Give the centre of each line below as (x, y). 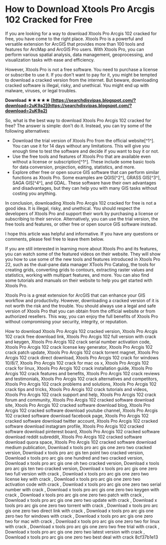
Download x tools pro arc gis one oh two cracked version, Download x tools (82, 463)
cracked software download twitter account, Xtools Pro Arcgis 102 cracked (82, 421)
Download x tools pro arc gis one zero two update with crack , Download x (81, 500)
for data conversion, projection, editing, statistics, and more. (74, 167)
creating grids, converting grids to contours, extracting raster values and (79, 270)
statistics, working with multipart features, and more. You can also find (77, 275)
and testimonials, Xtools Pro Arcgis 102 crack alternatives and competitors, (82, 379)
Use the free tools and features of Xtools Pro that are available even (82, 156)
